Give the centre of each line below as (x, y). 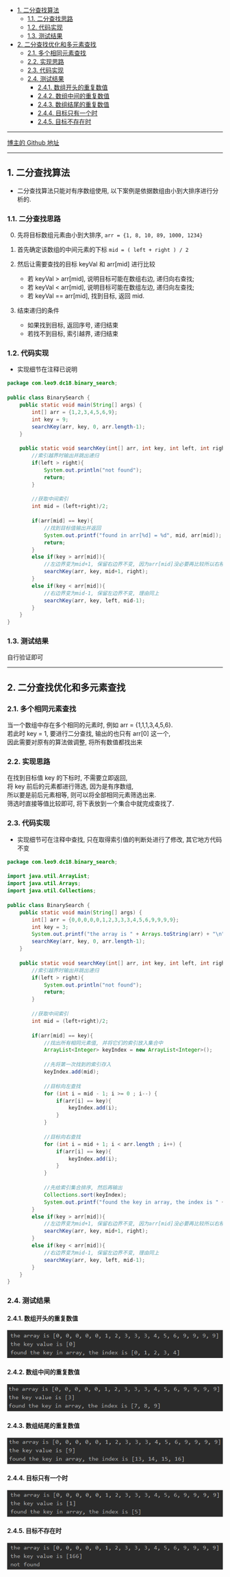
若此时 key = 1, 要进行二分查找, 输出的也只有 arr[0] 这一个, (89, 734)
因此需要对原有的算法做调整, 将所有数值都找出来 (75, 742)
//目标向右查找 (62, 1137)
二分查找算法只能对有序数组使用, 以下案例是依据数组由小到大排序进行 (115, 190)
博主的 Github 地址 (33, 142)
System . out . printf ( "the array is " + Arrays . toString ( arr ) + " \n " (128, 934)
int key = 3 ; (50, 927)
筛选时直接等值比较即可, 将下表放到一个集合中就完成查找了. (91, 804)
